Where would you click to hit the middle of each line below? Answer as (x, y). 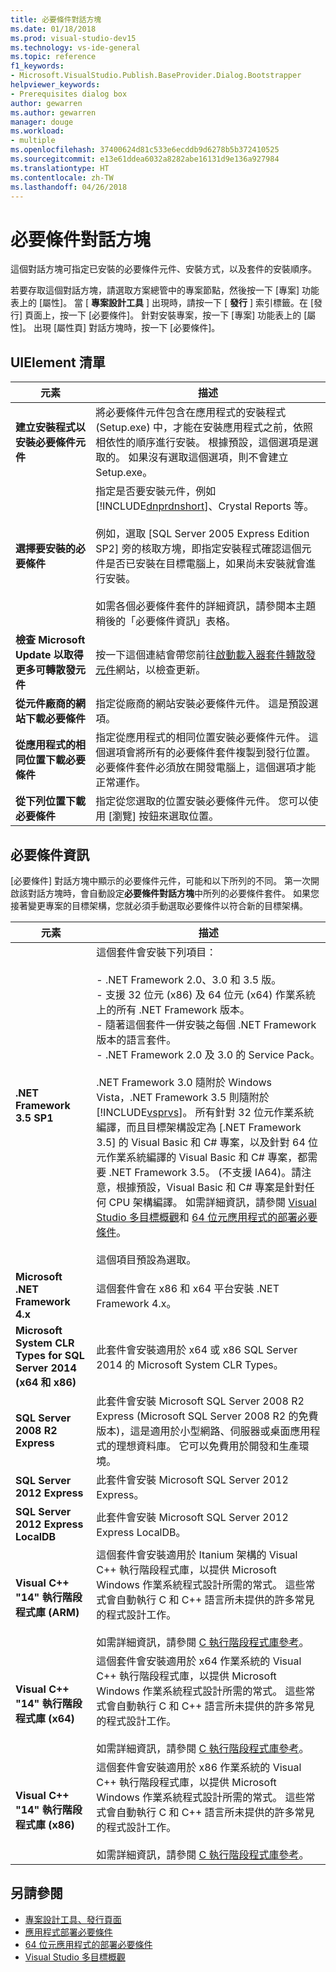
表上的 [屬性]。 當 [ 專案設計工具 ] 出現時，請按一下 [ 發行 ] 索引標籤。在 (159, 303)
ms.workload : (37, 131)
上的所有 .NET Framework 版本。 (173, 1009)
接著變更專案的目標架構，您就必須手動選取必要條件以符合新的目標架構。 (159, 905)
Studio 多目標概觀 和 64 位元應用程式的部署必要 (207, 1217)
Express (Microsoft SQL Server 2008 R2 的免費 (207, 1416)
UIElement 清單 (58, 362)
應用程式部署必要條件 (68, 1932)
